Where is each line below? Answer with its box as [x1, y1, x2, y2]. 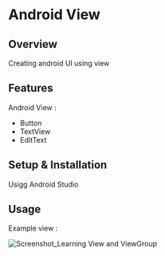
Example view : [8, 223, 58, 233]
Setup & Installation [8, 158, 108, 172]
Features [8, 81, 53, 95]
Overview [8, 37, 58, 51]
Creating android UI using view [8, 58, 110, 68]
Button [19, 118, 42, 128]
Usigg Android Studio [8, 179, 79, 189]
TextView [19, 126, 51, 136]
